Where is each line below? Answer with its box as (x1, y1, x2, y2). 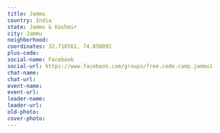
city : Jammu (7, 30, 42, 37)
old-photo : (7, 108, 39, 115)
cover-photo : (7, 115, 46, 122)
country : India (7, 17, 52, 24)
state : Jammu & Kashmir (7, 23, 78, 30)
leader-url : (7, 102, 42, 109)
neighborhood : (7, 37, 49, 44)
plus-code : (7, 50, 39, 57)
